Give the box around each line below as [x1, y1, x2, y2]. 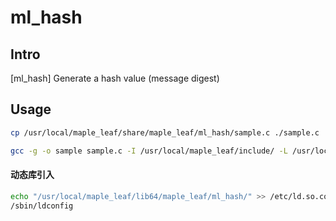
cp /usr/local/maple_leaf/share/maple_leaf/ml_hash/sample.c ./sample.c [10, 127, 320, 138]
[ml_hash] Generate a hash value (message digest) [10, 72, 220, 84]
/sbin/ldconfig [10, 201, 74, 211]
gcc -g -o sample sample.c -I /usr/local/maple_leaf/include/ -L [10, 146, 288, 156]
